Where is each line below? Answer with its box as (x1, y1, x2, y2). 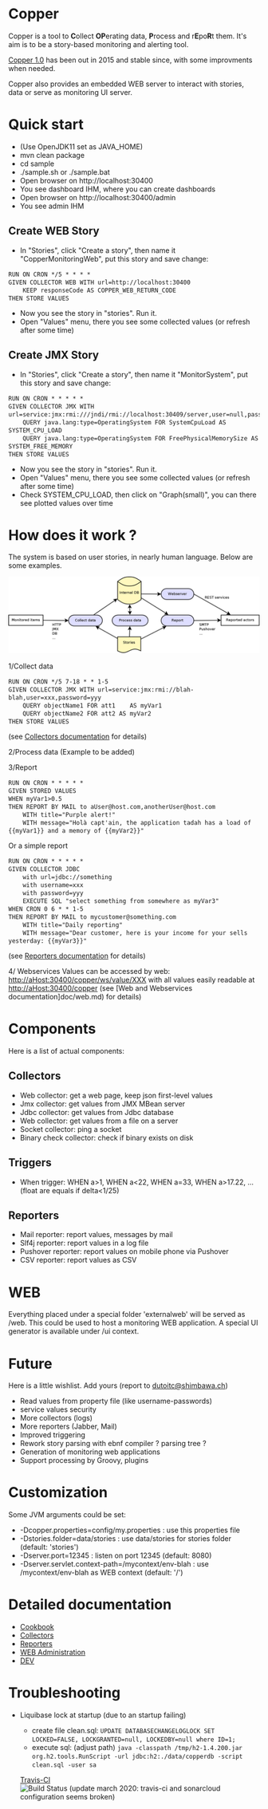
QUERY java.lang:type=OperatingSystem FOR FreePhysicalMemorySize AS (22, 434, 259, 443)
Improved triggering (19, 1430, 86, 1440)
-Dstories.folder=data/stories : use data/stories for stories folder (19, 1534, 231, 1543)
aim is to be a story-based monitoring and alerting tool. (8, 39, 189, 49)
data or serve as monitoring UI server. (8, 87, 133, 97)
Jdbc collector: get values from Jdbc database (19, 1107, 174, 1117)
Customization (8, 1484, 108, 1502)
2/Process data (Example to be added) (8, 747, 136, 756)
